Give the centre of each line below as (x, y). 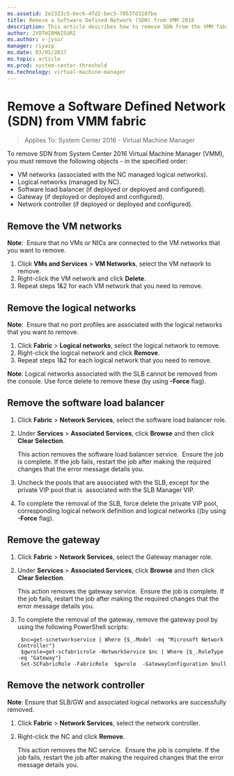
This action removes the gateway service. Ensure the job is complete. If (120, 591)
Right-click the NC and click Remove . (71, 736)
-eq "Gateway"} (39, 658)
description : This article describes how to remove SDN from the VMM (110, 26)
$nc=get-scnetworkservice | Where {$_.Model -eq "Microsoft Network (122, 640)
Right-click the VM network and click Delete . (81, 278)
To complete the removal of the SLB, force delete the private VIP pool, (118, 503)
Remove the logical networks (72, 308)
